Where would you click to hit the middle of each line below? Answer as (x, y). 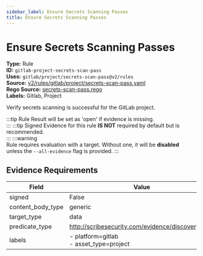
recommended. (25, 132)
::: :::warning (22, 139)
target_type (26, 217)
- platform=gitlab (94, 237)
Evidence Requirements (52, 170)
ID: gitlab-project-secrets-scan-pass (54, 70)
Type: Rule (20, 64)
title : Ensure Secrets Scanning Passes (56, 17)
